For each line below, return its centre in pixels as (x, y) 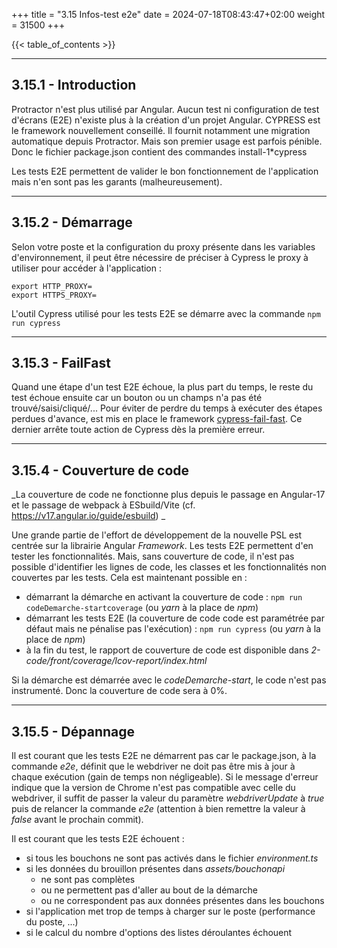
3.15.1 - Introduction (74, 85)
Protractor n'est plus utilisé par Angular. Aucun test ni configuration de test (165, 109)
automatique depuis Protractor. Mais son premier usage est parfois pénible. (167, 141)
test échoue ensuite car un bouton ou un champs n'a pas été (137, 398)
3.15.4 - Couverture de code (100, 470)
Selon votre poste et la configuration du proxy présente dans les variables (163, 246)
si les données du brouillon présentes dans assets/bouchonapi (155, 869)
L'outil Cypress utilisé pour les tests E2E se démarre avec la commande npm (166, 313)
